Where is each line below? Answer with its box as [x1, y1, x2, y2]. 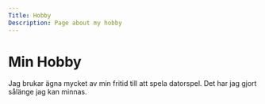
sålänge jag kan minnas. [8, 87, 87, 97]
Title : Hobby [8, 11, 52, 20]
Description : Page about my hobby [8, 19, 123, 27]
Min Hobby [8, 53, 82, 71]
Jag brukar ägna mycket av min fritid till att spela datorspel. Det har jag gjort [8, 79, 257, 88]
